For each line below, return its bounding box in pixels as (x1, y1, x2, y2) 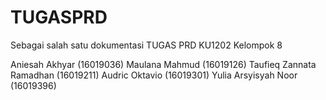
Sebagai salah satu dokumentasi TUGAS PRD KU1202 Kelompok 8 (10, 39, 283, 51)
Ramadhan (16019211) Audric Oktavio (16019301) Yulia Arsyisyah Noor (10, 69, 298, 81)
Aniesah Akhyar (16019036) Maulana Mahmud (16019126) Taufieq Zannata (10, 58, 317, 70)
